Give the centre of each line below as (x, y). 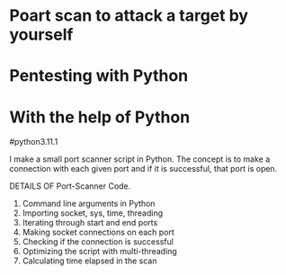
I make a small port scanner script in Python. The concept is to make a (140, 159)
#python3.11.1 (34, 142)
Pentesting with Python (99, 76)
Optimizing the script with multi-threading (99, 252)
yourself (41, 35)
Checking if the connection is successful (98, 242)
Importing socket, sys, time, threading (93, 213)
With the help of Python (100, 117)
